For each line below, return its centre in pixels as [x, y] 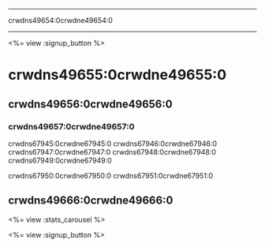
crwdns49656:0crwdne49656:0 [90, 104]
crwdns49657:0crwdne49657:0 [72, 126]
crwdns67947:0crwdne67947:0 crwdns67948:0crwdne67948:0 [112, 152]
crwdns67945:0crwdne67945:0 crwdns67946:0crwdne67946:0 [112, 144]
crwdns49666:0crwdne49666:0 [91, 201]
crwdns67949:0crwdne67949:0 [60, 160]
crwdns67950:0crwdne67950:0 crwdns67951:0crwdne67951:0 [111, 175]
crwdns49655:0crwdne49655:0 [118, 75]
